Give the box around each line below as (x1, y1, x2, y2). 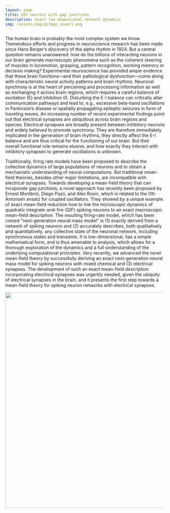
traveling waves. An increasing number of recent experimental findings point (5, 111, 165, 117)
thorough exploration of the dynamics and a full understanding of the (5, 244, 149, 251)
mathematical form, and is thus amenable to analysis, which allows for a (5, 239, 155, 245)
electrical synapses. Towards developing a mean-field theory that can (5, 180, 151, 186)
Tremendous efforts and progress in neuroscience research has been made (5, 41, 163, 47)
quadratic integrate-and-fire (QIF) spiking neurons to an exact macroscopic (5, 207, 163, 213)
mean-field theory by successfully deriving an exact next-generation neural (5, 255, 163, 262)
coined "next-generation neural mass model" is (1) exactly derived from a (5, 217, 158, 224)
